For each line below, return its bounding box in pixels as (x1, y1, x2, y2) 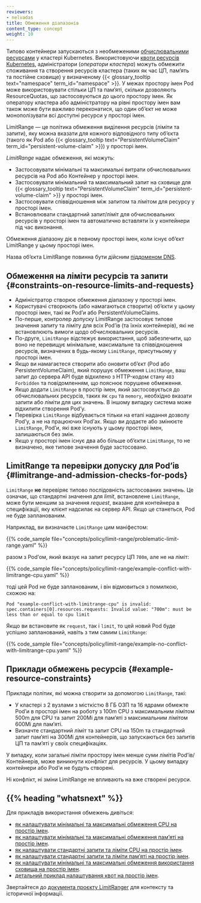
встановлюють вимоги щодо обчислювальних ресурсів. (14, 328, 160, 335)
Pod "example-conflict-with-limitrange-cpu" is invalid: (6, 601, 152, 607)
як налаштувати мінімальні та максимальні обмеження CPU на (14, 820, 177, 828)
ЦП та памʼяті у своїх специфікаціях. (14, 739, 108, 747)
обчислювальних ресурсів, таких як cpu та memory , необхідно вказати (14, 392, 192, 399)
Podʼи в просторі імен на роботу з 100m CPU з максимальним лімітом (14, 707, 195, 714)
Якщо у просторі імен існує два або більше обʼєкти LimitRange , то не (14, 437, 190, 444)
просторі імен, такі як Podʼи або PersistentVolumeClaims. (14, 308, 160, 316)
